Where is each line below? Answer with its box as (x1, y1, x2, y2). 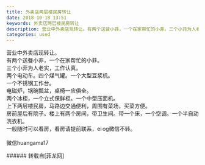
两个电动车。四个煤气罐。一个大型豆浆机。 (6, 72, 113, 79)
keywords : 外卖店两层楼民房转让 (6, 20, 79, 26)
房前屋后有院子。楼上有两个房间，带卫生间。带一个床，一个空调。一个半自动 (6, 110, 199, 118)
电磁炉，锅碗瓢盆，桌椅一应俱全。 (6, 87, 92, 94)
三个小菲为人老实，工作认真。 (6, 65, 81, 72)
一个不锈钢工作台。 (6, 80, 55, 87)
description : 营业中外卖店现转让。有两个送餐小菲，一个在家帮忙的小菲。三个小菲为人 (6, 26, 196, 32)
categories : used (6, 32, 51, 38)
